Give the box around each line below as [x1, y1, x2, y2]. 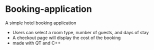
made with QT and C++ [12, 40, 61, 46]
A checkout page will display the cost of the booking [12, 35, 121, 41]
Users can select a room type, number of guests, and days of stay [12, 29, 149, 35]
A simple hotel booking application [5, 20, 76, 26]
